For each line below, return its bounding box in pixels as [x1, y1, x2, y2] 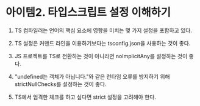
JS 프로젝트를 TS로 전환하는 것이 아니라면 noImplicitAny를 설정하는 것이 [14, 52, 188, 59]
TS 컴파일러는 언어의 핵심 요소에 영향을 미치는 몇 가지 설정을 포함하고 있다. [14, 27, 193, 34]
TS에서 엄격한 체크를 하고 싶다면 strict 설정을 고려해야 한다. [14, 93, 157, 101]
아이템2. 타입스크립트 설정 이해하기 [5, 5, 171, 19]
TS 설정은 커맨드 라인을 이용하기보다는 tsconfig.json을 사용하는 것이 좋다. [14, 39, 191, 47]
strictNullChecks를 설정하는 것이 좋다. [14, 80, 107, 88]
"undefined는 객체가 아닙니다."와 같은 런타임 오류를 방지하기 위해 [14, 73, 170, 80]
